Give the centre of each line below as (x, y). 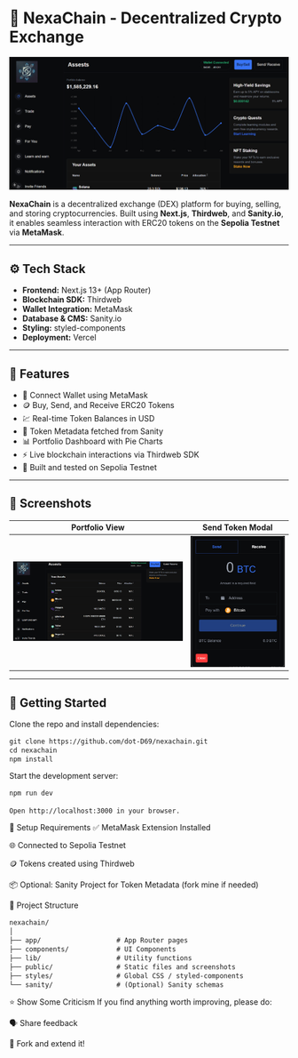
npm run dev (31, 793)
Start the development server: (64, 776)
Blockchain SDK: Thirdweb (72, 300)
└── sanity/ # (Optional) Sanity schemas (117, 985)
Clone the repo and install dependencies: (84, 725)
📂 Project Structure (44, 905)
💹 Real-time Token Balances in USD (88, 418)
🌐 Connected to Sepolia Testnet (68, 846)
